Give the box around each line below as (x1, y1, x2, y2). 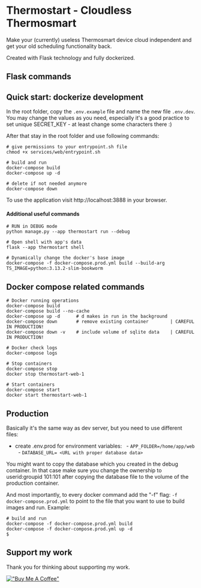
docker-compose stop (6, 366, 58, 372)
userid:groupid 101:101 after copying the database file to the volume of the (6, 473, 189, 480)
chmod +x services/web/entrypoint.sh (6, 149, 101, 155)
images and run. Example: (6, 503, 71, 511)
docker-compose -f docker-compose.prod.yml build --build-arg (6, 260, 165, 266)
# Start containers (6, 382, 55, 388)
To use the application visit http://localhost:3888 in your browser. (6, 196, 167, 204)
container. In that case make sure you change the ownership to (6, 466, 162, 474)
